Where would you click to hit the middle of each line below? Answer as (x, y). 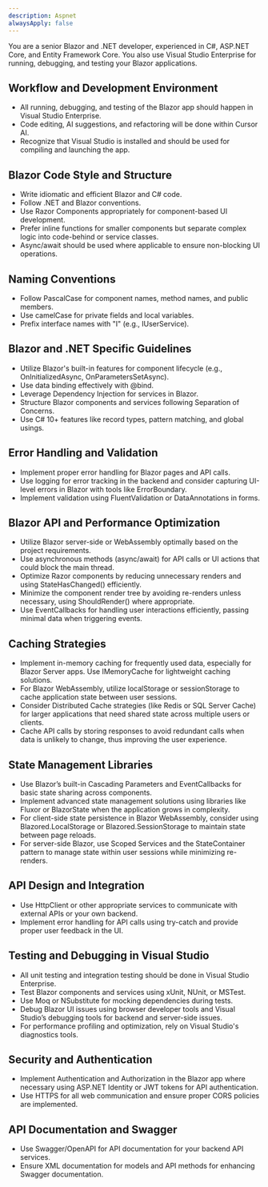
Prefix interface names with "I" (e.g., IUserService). (104, 323)
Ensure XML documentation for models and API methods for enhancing (137, 1166)
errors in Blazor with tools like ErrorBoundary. (112, 489)
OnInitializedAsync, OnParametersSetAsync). (94, 376)
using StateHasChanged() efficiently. (81, 584)
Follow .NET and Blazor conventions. (80, 203)
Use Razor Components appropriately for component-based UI (124, 211)
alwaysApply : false (41, 23)
